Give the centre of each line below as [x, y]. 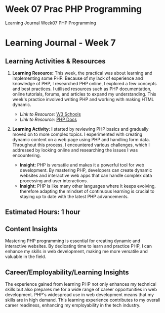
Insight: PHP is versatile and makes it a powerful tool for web [82, 165]
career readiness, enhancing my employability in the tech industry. [73, 305]
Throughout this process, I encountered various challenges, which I [81, 145]
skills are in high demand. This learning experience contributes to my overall [83, 300]
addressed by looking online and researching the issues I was [75, 150]
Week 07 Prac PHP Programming [74, 9]
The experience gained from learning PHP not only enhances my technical [81, 284]
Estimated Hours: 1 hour [43, 212]
